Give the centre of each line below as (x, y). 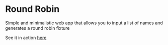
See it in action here (26, 38)
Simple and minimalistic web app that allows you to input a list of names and (84, 23)
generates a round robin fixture (37, 28)
